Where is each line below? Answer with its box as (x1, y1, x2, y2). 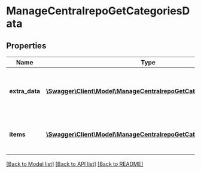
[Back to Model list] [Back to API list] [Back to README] (6, 160, 144, 168)
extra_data (9, 87, 41, 95)
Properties (6, 41, 47, 51)
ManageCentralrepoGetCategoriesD (6, 4, 190, 18)
